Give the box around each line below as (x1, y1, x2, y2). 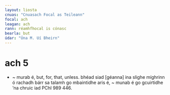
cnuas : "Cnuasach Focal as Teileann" (5, 12, 85, 17)
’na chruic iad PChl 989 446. (12, 84, 72, 91)
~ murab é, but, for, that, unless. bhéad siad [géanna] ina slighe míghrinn (12, 74, 165, 80)
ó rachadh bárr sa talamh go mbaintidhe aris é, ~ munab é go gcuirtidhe (12, 79, 163, 85)
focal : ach (5, 17, 28, 22)
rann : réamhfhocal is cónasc (5, 26, 67, 31)
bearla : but (5, 31, 30, 36)
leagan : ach (5, 21, 30, 27)
